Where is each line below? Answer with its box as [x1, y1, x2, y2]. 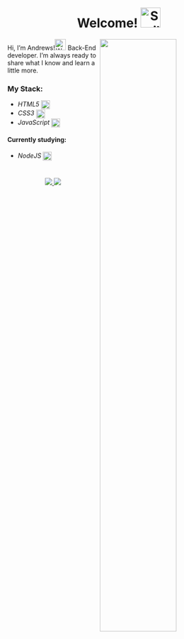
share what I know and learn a [7, 58, 96, 67]
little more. [7, 66, 39, 75]
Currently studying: [7, 136, 67, 144]
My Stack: [7, 84, 43, 94]
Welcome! [76, 15, 138, 31]
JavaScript [17, 118, 50, 126]
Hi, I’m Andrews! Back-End [7, 43, 97, 52]
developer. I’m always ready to [7, 50, 97, 60]
